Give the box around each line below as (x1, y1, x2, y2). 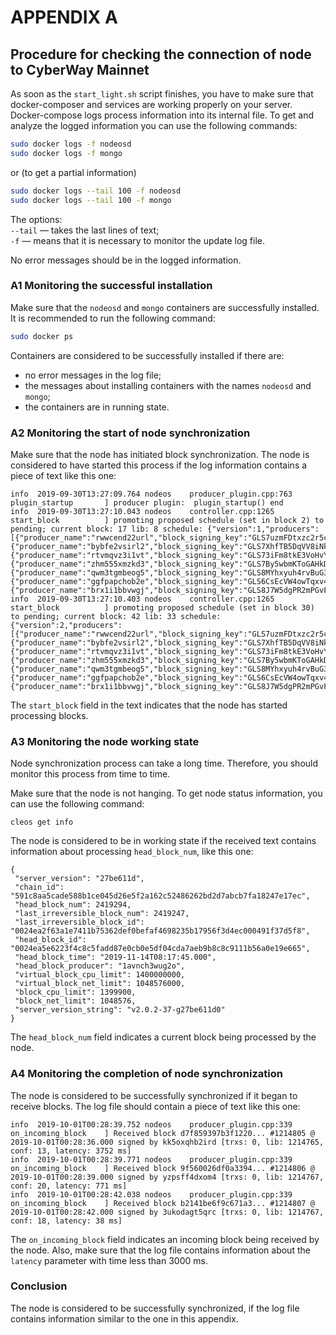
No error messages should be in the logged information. (10, 254, 242, 266)
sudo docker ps (10, 331, 74, 341)
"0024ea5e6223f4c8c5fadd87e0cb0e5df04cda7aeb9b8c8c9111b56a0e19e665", (10, 944, 311, 954)
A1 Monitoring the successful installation (10, 279, 213, 293)
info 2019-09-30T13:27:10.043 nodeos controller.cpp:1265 (10, 506, 275, 516)
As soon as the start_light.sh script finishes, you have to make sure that (10, 88, 314, 100)
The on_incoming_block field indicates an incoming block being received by (10, 1233, 320, 1245)
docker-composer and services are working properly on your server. (10, 99, 293, 110)
